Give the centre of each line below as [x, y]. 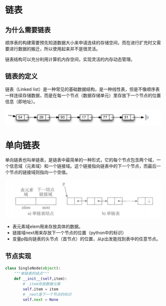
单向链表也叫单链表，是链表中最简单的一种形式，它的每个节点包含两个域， [81, 160]
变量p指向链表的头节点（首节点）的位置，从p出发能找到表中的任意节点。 [86, 239]
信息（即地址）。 [21, 101]
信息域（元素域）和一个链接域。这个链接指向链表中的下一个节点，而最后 [83, 166]
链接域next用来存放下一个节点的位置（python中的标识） [69, 233]
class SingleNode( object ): [33, 268]
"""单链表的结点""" [32, 274]
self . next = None [41, 300]
